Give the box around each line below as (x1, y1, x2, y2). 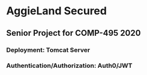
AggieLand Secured (6, 4, 107, 18)
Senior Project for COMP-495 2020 (6, 28, 141, 38)
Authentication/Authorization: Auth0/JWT (6, 61, 133, 70)
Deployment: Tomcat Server (6, 46, 91, 54)
